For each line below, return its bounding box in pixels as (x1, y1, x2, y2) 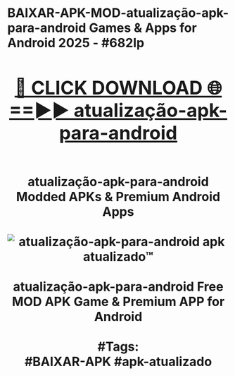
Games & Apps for (89, 20, 197, 36)
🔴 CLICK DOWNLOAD (14, 75, 203, 99)
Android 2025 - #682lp (7, 35, 145, 51)
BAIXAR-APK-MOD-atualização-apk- (7, 5, 229, 21)
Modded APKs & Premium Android (16, 188, 220, 205)
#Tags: (97, 339, 139, 354)
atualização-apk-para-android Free (13, 279, 224, 294)
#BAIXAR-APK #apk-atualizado (24, 353, 212, 370)
